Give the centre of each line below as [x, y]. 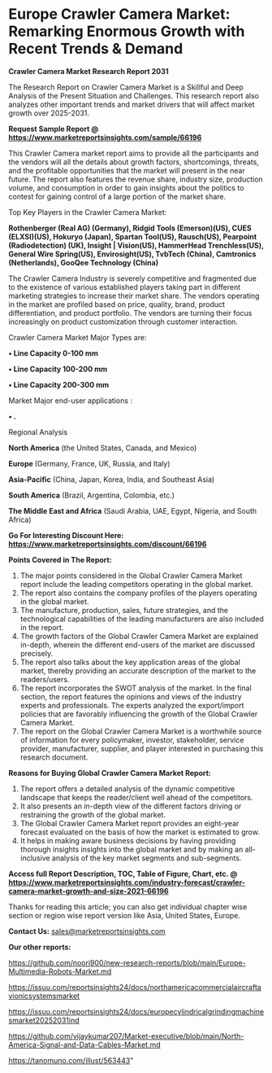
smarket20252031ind [44, 1020]
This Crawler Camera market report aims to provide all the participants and [134, 153]
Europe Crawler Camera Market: [119, 14]
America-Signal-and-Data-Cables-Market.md [84, 1045]
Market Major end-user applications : [70, 401]
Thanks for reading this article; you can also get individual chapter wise [128, 907]
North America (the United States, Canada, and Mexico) [103, 448]
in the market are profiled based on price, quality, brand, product [117, 304]
